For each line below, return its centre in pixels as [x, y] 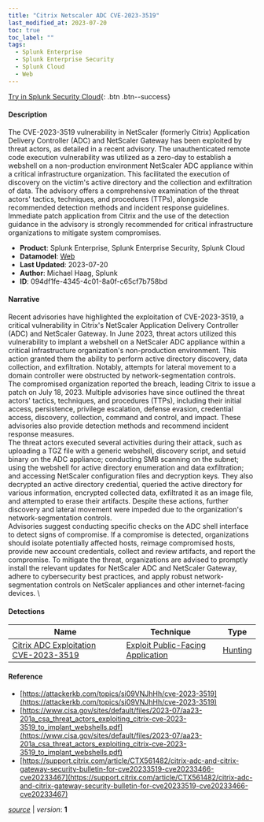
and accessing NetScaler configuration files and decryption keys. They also [131, 476]
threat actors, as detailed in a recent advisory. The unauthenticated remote [129, 149]
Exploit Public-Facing [166, 645]
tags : [17, 45]
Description [28, 114]
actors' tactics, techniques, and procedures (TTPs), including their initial [125, 401]
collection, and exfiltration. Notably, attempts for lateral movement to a [122, 367]
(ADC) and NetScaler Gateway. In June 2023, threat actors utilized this [123, 334]
